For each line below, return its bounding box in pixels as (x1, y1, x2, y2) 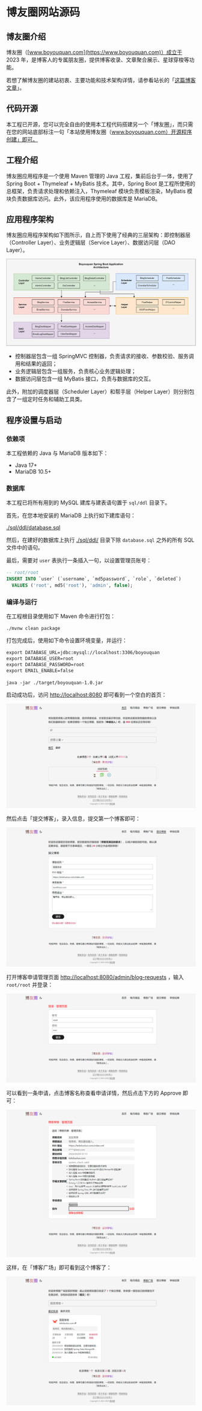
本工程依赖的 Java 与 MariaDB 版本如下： (6, 449, 109, 457)
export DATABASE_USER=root (6, 656, 74, 662)
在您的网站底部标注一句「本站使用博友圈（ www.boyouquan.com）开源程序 (6, 128, 192, 135)
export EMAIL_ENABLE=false (6, 668, 74, 674)
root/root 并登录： (6, 981, 54, 988)
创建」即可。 (6, 135, 38, 143)
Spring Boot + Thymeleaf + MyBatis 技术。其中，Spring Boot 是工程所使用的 (6, 179, 195, 187)
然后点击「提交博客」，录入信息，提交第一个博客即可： (6, 815, 141, 822)
